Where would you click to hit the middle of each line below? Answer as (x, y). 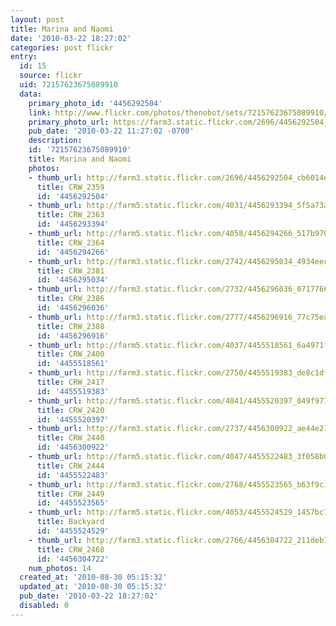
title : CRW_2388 (70, 326)
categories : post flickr (62, 47)
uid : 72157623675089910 (68, 85)
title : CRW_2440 (70, 438)
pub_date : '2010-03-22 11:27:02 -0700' (111, 131)
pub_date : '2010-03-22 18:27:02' (89, 596)
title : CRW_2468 (70, 549)
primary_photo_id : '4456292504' (95, 103)
